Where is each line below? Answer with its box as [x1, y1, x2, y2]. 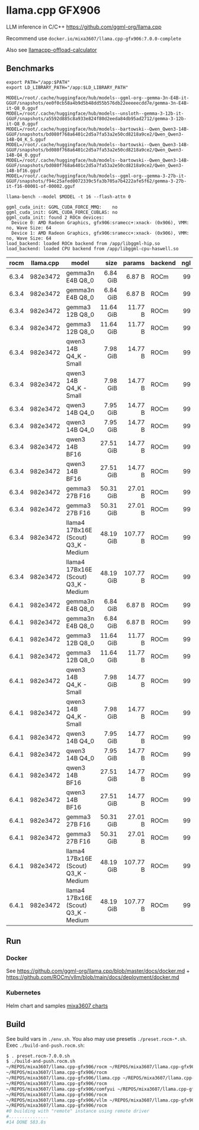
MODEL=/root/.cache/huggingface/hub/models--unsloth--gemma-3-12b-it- [6, 111, 184, 117]
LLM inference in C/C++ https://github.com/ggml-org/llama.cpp [6, 23, 162, 30]
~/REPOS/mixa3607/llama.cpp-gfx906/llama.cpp [6, 1075, 120, 1081]
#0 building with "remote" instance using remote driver [6, 1108, 150, 1115]
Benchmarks [6, 64, 54, 74]
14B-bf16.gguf [6, 168, 41, 174]
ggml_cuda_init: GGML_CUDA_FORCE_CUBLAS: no [6, 209, 118, 215]
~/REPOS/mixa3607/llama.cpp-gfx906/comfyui [6, 1086, 115, 1092]
